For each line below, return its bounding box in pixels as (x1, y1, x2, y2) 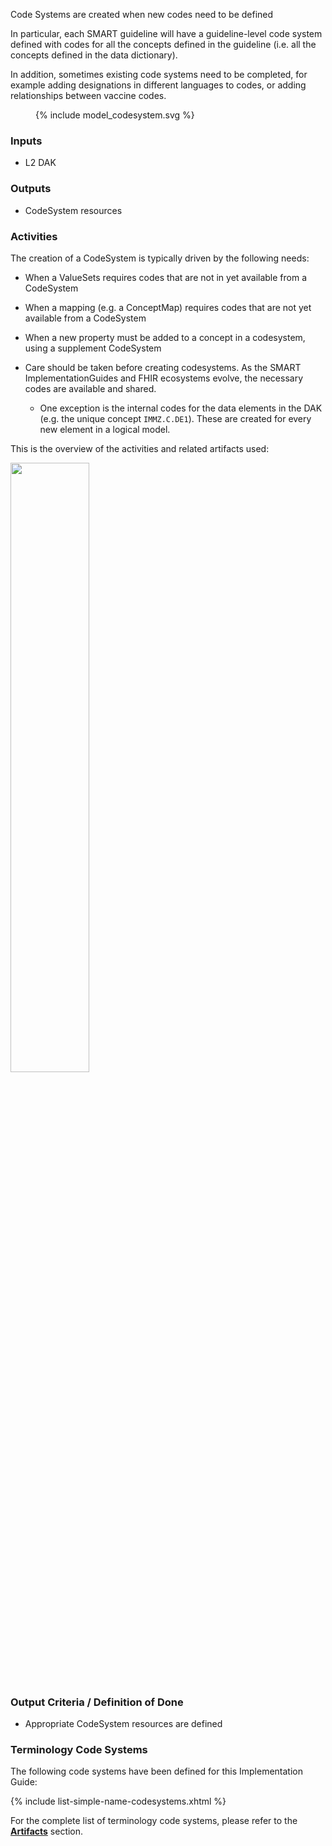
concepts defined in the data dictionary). (10, 49, 178, 61)
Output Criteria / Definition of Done (10, 1695, 184, 1709)
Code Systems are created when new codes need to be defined (10, 9, 274, 20)
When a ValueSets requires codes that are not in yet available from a (24, 271, 308, 283)
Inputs (10, 134, 43, 148)
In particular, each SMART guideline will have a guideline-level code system (10, 28, 323, 39)
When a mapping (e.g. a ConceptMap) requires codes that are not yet (24, 301, 312, 313)
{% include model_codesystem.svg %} (35, 109, 195, 121)
